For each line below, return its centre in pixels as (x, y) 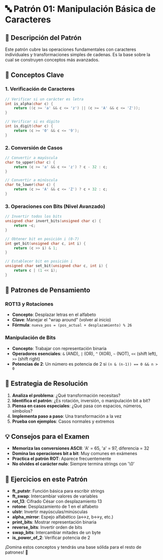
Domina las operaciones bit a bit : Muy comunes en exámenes (75, 454)
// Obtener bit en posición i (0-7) (42, 239)
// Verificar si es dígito (32, 122)
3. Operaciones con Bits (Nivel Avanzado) (55, 206)
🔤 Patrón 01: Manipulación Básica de (80, 9)
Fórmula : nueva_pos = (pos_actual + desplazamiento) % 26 (72, 325)
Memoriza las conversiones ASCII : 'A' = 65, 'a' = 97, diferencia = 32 (81, 448)
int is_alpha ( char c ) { (29, 104)
